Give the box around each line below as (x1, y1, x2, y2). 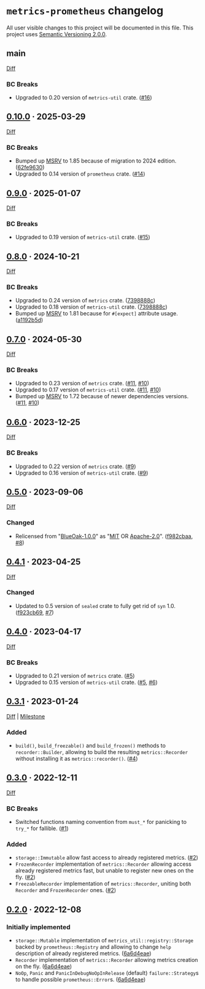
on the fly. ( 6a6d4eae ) (15, 963, 72, 970)
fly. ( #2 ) (15, 874, 36, 881)
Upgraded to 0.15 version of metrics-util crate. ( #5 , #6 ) (15, 679, 158, 686)
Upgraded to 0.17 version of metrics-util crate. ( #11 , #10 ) (15, 386, 161, 393)
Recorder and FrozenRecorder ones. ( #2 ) (15, 887, 117, 894)
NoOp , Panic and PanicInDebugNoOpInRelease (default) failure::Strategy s (15, 969, 199, 977)
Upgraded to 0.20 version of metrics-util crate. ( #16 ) (15, 94, 152, 101)
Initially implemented (6, 923, 71, 931)
